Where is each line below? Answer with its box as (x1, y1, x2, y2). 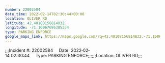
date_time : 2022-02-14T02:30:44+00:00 (5, 12, 84, 16)
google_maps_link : (5, 34, 43, 39)
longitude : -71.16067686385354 (5, 25, 69, 30)
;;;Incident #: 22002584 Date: (5, 47, 70, 53)
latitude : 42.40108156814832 (5, 20, 65, 26)
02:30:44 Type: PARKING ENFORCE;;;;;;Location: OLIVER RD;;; (10, 52, 142, 58)
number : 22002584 (5, 7, 41, 12)
